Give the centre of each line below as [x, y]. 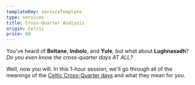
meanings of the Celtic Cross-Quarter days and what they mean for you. [96, 75]
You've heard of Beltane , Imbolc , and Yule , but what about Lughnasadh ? [97, 51]
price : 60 [19, 34]
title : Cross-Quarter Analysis [45, 23]
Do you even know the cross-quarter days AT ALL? [70, 57]
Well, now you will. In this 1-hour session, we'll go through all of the [89, 69]
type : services [25, 17]
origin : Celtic [25, 28]
